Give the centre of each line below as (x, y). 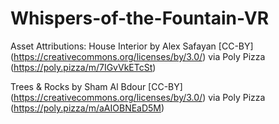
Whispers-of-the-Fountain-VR (140, 18)
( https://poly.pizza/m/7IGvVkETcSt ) (83, 67)
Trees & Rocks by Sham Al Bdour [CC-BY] (96, 86)
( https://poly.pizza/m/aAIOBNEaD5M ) (87, 108)
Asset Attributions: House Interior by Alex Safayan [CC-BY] (132, 46)
